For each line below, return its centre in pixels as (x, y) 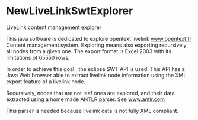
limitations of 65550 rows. (38, 57)
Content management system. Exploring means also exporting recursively (96, 45)
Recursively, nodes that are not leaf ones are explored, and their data (90, 93)
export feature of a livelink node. (46, 82)
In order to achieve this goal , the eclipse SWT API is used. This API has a (95, 69)
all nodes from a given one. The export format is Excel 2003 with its (89, 51)
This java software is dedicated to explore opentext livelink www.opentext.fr (99, 38)
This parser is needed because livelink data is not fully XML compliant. (92, 111)
